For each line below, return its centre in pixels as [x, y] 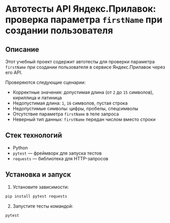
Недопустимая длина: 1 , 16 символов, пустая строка [70, 103]
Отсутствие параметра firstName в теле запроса [66, 114]
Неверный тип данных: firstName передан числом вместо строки [84, 119]
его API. [14, 72]
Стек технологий [34, 135]
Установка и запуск [38, 175]
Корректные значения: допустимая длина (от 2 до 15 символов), [83, 92]
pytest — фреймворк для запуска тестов [57, 153]
